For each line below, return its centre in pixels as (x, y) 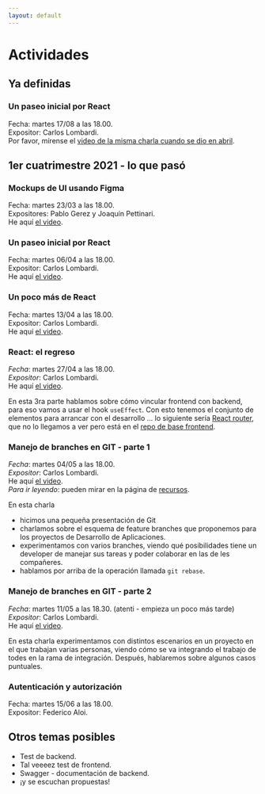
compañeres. (41, 563)
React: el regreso (42, 352)
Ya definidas (40, 84)
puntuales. (25, 666)
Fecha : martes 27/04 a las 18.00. (61, 369)
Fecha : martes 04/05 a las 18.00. (62, 464)
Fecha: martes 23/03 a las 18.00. (61, 205)
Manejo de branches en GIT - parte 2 (80, 591)
